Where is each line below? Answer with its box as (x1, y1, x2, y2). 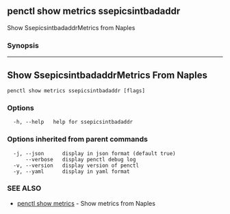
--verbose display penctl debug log (25, 156, 136, 163)
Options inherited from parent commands (7, 135, 149, 144)
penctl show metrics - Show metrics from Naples (16, 199, 156, 207)
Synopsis (7, 40, 39, 50)
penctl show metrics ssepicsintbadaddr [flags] (7, 87, 146, 94)
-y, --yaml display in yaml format (13, 168, 130, 175)
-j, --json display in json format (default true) (13, 150, 176, 157)
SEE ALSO (7, 184, 42, 193)
